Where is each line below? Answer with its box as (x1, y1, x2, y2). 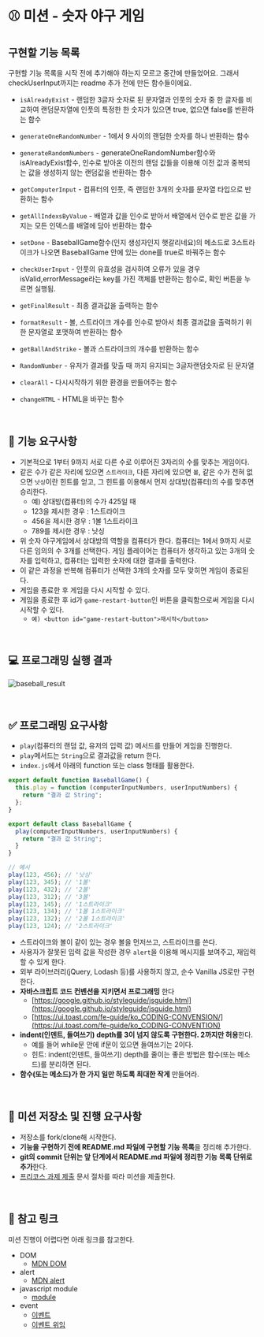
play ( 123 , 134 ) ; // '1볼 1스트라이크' (8, 908, 126, 915)
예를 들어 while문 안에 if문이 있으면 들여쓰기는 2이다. (31, 1040, 194, 1049)
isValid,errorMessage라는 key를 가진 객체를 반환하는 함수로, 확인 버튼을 (19, 274, 243, 284)
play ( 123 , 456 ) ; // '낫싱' (8, 871, 94, 879)
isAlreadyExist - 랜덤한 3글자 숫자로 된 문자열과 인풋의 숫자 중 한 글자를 (19, 95, 244, 104)
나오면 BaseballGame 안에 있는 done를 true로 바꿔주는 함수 (40, 247, 226, 257)
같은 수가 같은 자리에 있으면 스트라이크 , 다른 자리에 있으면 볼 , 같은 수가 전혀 (19, 466, 245, 477)
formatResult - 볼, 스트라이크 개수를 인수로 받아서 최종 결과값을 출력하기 (19, 318, 244, 327)
